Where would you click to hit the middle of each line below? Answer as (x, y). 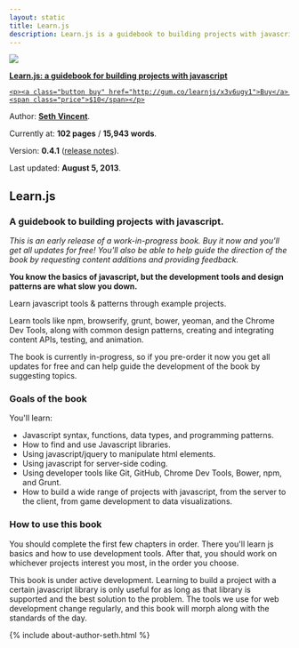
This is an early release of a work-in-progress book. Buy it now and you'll (145, 241)
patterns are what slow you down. (73, 286)
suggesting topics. (43, 376)
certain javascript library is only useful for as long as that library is (130, 589)
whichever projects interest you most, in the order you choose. (124, 563)
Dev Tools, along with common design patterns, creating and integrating (141, 331)
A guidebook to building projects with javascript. (117, 221)
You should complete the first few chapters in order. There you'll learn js (141, 544)
